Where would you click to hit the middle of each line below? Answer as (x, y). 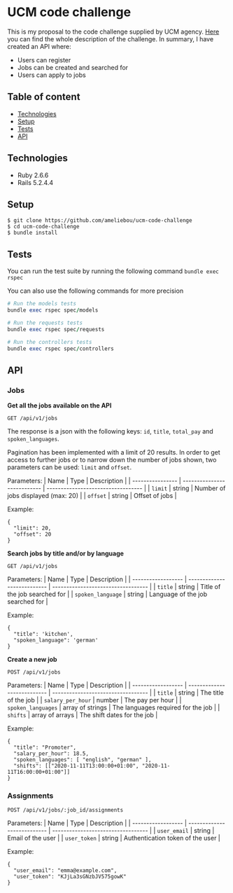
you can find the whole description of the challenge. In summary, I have (111, 39)
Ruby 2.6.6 (33, 175)
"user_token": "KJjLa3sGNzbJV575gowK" (70, 877)
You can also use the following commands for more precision (96, 291)
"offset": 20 (33, 534)
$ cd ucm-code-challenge (43, 227)
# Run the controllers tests (50, 342)
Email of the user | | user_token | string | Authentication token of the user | (114, 838)
